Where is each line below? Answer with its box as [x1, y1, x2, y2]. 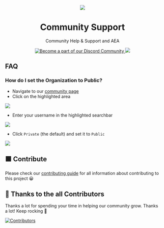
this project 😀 [5, 175, 34, 181]
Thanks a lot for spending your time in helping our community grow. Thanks [5, 203, 159, 209]
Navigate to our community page [12, 88, 79, 94]
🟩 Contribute [5, 155, 47, 164]
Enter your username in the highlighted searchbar [12, 112, 113, 118]
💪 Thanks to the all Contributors [5, 190, 105, 198]
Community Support [40, 22, 125, 33]
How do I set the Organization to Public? [5, 77, 103, 84]
